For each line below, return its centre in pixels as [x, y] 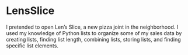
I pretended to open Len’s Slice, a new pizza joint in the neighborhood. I [92, 27]
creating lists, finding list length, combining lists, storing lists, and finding [93, 39]
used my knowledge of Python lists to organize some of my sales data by [94, 33]
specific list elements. [32, 46]
